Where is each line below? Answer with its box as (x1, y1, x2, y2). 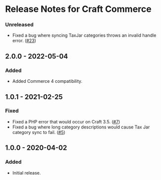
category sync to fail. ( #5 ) (12, 129, 65, 135)
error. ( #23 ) (12, 38, 36, 44)
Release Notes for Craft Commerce (5, 3, 152, 15)
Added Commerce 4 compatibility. (12, 78, 83, 84)
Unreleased (5, 21, 34, 28)
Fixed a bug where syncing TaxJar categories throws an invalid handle (12, 32, 157, 38)
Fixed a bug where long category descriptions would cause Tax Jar (12, 124, 150, 130)
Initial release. (12, 170, 41, 176)
